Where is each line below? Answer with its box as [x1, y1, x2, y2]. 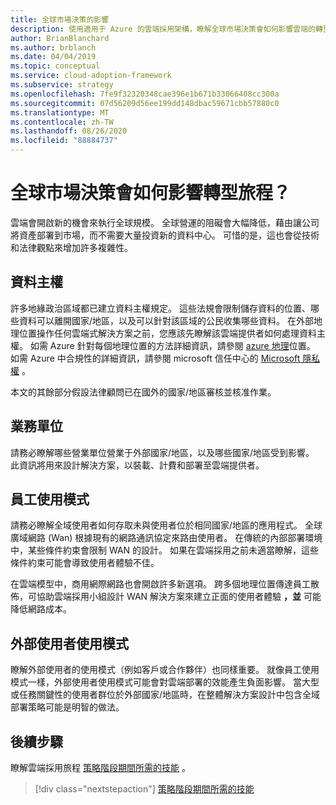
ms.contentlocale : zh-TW [10, 117, 114, 127]
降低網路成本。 [10, 603, 72, 615]
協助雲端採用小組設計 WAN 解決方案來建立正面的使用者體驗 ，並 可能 [36, 591, 322, 603]
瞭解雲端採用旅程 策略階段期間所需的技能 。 [10, 762, 191, 773]
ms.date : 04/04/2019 [10, 52, 97, 62]
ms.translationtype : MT [10, 107, 110, 118]
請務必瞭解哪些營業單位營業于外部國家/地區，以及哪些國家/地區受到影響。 [10, 446, 315, 458]
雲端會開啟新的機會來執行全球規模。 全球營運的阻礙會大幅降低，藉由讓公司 [10, 216, 320, 228]
